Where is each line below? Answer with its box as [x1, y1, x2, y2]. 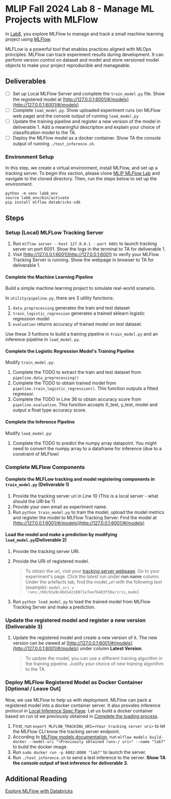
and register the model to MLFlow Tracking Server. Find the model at [12, 514, 157, 520]
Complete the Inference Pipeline [5, 419, 75, 425]
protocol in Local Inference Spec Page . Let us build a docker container [5, 707, 153, 713]
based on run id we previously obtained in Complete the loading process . [5, 713, 159, 719]
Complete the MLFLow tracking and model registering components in [5, 476, 155, 482]
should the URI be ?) [12, 498, 56, 504]
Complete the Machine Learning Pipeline [5, 273, 93, 280]
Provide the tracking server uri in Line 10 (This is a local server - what [12, 492, 159, 499]
